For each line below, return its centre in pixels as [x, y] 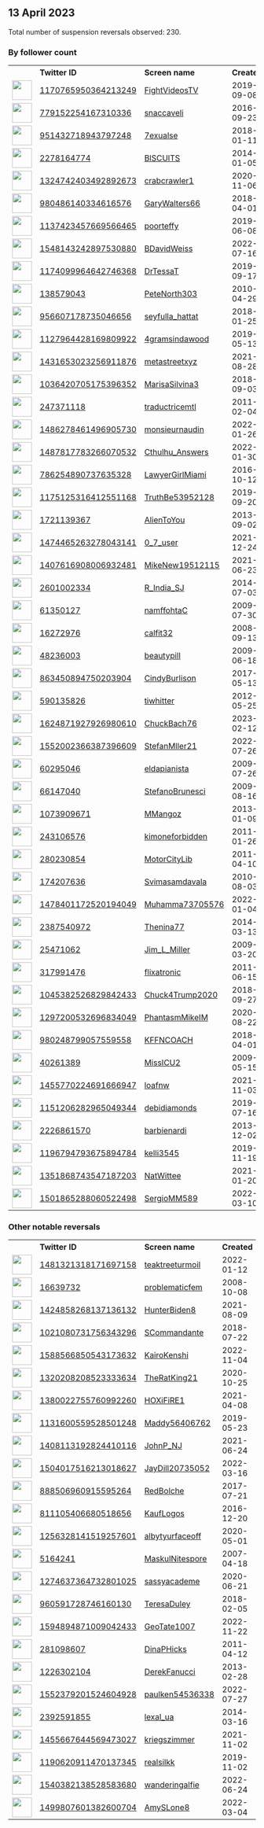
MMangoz [163, 814]
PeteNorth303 [171, 294]
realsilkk [159, 1763]
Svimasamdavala [176, 882]
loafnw [157, 1085]
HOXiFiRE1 [165, 1401]
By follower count [42, 52]
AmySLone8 [167, 1808]
